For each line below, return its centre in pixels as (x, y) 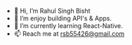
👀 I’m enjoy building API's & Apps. (63, 18)
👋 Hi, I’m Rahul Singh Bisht (52, 11)
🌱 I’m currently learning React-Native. (68, 26)
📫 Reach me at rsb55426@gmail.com (69, 34)
